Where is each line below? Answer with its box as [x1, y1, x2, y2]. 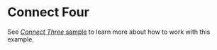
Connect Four [7, 4, 90, 20]
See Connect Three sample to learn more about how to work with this [7, 27, 211, 36]
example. [7, 35, 34, 43]
